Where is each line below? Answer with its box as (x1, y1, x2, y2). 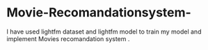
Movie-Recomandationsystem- (6, 5, 192, 21)
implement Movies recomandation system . (6, 34, 130, 42)
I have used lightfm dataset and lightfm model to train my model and (6, 27, 202, 36)
